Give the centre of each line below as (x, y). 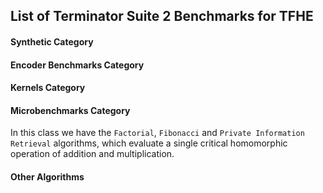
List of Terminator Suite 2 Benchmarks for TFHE (162, 16)
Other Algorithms (47, 176)
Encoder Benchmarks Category (77, 65)
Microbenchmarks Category (70, 110)
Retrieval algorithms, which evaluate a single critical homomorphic (149, 143)
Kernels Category (48, 88)
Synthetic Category (52, 41)
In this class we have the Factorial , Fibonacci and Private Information (157, 133)
